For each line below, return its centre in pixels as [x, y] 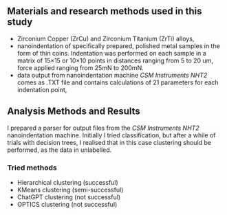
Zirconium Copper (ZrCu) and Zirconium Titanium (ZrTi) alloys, [106, 38]
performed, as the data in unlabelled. [60, 150]
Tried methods [32, 168]
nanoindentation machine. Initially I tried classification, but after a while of [111, 135]
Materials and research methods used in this [105, 11]
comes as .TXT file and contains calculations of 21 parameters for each [118, 82]
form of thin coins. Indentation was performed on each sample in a [111, 53]
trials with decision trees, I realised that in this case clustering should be [109, 142]
